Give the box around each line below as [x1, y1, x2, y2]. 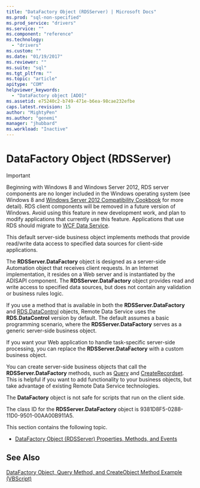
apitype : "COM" [6, 82, 44, 88]
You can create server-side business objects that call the [6, 363, 147, 370]
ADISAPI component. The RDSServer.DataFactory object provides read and [6, 277, 195, 284]
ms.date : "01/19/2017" [6, 53, 63, 59]
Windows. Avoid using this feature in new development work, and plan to [6, 209, 186, 216]
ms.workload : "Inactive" [6, 126, 68, 132]
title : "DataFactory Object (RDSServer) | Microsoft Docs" [6, 8, 157, 15]
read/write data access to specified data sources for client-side [6, 240, 163, 247]
